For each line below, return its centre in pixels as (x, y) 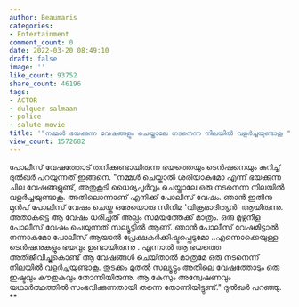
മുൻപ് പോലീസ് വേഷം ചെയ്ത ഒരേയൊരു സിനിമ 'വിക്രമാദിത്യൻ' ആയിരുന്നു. (146, 206)
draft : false (33, 59)
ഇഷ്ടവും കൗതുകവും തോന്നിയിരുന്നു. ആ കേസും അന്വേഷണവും (120, 277)
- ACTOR (24, 100)
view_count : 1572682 (48, 141)
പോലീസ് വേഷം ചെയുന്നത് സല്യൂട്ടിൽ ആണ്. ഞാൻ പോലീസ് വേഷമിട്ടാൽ (144, 227)
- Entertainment (39, 34)
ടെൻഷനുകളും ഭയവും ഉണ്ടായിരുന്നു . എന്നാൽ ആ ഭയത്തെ (115, 246)
